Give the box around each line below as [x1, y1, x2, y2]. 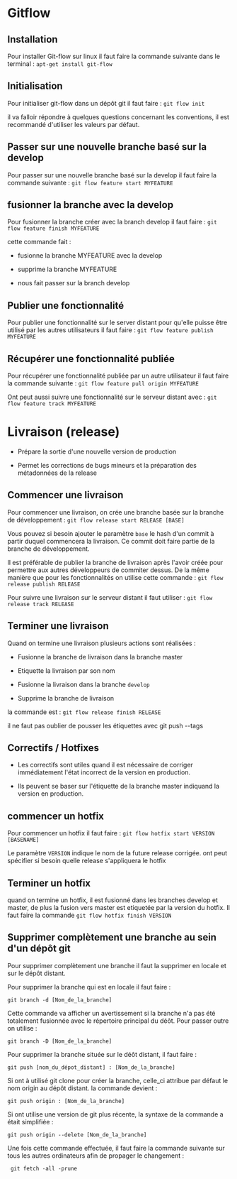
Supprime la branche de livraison [17, 693, 115, 702]
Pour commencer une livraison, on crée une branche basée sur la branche [7, 508, 224, 516]
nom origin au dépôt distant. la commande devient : [7, 1084, 158, 1092]
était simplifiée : [7, 1117, 54, 1126]
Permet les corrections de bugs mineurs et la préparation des [17, 461, 197, 469]
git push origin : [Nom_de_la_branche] [7, 1097, 125, 1104]
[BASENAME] [7, 836, 40, 844]
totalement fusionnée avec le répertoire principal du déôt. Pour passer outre [7, 1016, 229, 1025]
